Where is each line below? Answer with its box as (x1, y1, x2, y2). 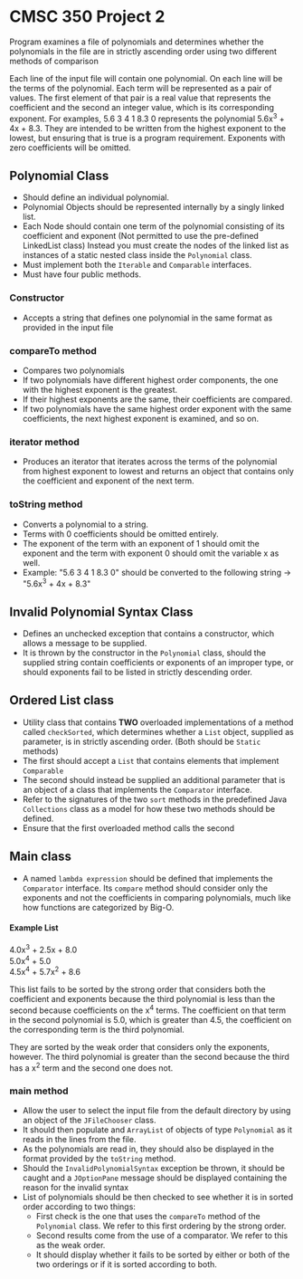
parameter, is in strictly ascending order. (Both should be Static (22, 736, 261, 747)
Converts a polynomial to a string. (22, 519, 149, 530)
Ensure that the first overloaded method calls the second (22, 822, 235, 834)
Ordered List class (9, 692, 115, 708)
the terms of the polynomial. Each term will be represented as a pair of (9, 82, 272, 93)
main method (9, 1084, 70, 1097)
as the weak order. (35, 1240, 106, 1251)
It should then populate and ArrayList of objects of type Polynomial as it (22, 1124, 292, 1135)
